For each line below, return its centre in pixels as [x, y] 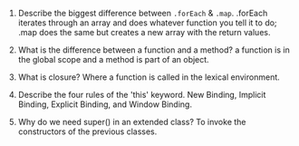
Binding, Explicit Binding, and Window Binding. [105, 104]
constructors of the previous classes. [87, 131]
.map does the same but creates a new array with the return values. [144, 32]
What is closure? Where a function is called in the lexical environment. [149, 77]
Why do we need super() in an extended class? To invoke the [132, 122]
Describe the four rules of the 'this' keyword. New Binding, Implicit [142, 95]
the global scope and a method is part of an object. [114, 59]
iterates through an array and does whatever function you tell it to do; [148, 23]
